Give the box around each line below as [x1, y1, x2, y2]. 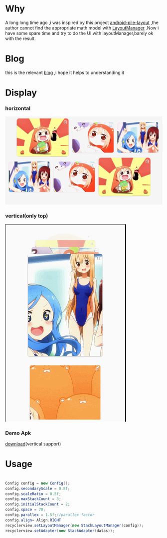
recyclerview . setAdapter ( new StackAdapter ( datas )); [5, 528, 115, 533]
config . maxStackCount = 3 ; [5, 496, 61, 501]
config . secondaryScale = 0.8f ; [5, 486, 70, 491]
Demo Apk [5, 429, 31, 436]
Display [5, 87, 37, 98]
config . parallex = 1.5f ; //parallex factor [5, 512, 95, 517]
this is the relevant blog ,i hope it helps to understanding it [5, 69, 125, 75]
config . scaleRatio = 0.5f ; [5, 491, 61, 496]
